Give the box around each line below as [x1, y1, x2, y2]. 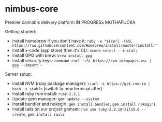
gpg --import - [12, 63, 43, 68]
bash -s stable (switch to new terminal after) [12, 85, 103, 91]
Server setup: [5, 71, 32, 77]
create [12, 112, 26, 117]
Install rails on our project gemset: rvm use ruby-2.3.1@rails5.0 [12, 106, 140, 112]
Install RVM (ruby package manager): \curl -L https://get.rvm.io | [12, 81, 150, 86]
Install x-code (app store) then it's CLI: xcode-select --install [12, 47, 138, 53]
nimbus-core [5, 3, 59, 14]
